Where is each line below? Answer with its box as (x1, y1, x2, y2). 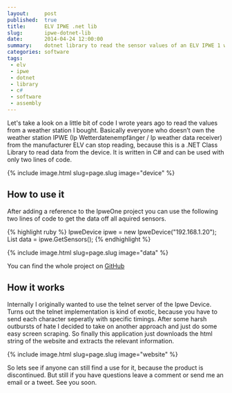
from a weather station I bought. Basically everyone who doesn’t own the (7, 125, 215, 134)
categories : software (7, 49, 70, 56)
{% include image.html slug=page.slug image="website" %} (7, 350, 178, 359)
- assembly (10, 100, 41, 107)
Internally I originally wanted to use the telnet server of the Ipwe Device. (7, 300, 212, 308)
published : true (7, 17, 57, 23)
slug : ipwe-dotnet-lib (7, 29, 91, 37)
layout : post (7, 10, 57, 17)
